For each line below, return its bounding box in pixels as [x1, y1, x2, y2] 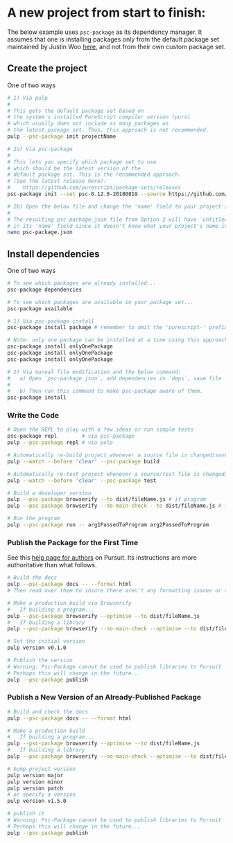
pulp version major [7, 772, 64, 779]
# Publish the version [7, 657, 73, 664]
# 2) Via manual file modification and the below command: [7, 369, 182, 375]
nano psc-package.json [7, 229, 73, 236]
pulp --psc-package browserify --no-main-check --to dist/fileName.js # [7, 502, 222, 510]
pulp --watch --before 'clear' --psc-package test [7, 477, 157, 484]
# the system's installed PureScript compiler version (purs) [7, 114, 191, 121]
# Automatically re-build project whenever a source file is [7, 452, 188, 459]
